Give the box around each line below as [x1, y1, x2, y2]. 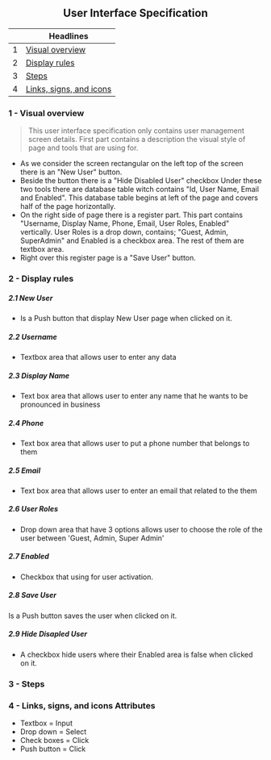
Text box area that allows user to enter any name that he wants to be [19, 390, 248, 400]
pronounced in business [19, 399, 101, 409]
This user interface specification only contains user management [27, 126, 244, 136]
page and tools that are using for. [27, 143, 139, 152]
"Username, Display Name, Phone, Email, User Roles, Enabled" [19, 219, 230, 228]
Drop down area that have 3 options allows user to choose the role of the [19, 524, 263, 534]
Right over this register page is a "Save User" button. [19, 253, 196, 263]
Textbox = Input [19, 718, 73, 728]
